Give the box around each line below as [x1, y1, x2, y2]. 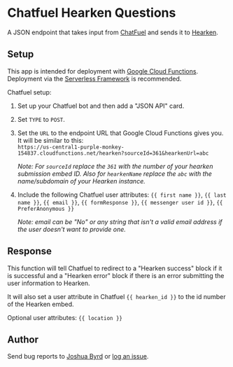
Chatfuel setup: [7, 88, 52, 96]
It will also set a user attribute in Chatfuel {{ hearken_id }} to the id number [7, 292, 226, 300]
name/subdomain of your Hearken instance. [17, 176, 146, 185]
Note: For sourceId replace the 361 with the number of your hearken [17, 162, 213, 170]
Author [7, 333, 38, 345]
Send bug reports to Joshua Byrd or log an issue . [7, 352, 149, 361]
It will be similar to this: [17, 136, 84, 144]
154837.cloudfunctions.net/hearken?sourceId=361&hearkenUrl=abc [17, 149, 209, 157]
